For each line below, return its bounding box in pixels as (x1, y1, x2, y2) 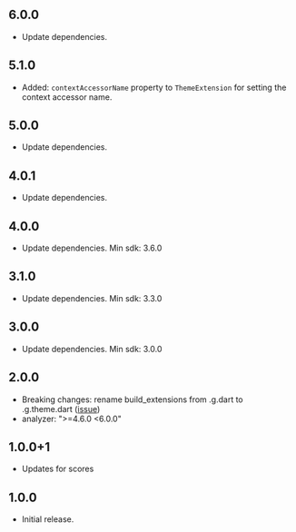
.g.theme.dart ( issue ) (21, 403, 101, 414)
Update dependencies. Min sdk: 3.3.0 (21, 292, 163, 303)
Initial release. (21, 514, 74, 525)
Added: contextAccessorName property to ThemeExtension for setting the (21, 82, 287, 93)
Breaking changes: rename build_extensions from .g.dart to (21, 394, 243, 405)
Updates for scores (21, 463, 94, 475)
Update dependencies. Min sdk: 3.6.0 (21, 242, 163, 253)
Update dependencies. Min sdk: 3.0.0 (21, 343, 163, 354)
